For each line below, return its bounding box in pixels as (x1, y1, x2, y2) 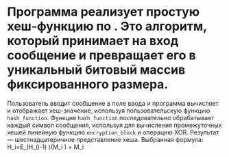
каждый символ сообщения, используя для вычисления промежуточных (7, 121, 222, 129)
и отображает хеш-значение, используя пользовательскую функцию (7, 106, 210, 115)
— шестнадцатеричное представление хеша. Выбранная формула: (7, 135, 204, 143)
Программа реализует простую (7, 4, 200, 20)
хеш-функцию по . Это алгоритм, (7, 18, 207, 34)
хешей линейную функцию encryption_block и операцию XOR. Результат (7, 128, 219, 137)
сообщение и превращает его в (7, 48, 197, 63)
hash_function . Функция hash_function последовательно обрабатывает (7, 113, 215, 122)
